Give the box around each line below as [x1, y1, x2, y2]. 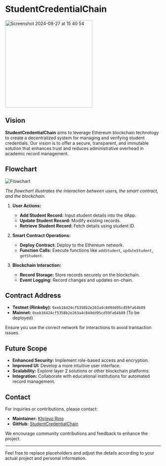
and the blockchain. [5, 193, 46, 199]
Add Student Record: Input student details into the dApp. [19, 212, 137, 218]
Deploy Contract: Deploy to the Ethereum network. [19, 242, 124, 248]
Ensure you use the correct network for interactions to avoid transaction [5, 325, 152, 331]
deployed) [12, 315, 34, 321]
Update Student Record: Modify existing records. [19, 217, 121, 224]
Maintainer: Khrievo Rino [12, 415, 64, 421]
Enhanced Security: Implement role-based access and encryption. [12, 357, 149, 363]
